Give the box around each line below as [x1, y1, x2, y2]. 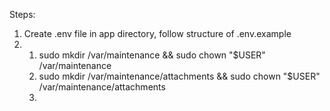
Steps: [9, 9, 36, 20]
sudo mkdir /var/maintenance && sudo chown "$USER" [38, 49, 266, 61]
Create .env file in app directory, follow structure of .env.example [23, 28, 292, 39]
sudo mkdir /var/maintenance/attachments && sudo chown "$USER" [38, 70, 321, 82]
